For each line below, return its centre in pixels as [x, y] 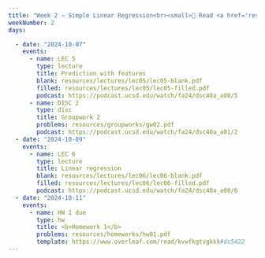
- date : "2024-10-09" [51, 139]
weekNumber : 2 [32, 23]
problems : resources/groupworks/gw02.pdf [106, 125]
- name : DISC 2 [54, 103]
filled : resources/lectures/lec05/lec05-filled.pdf [123, 88]
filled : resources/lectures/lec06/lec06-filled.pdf [123, 183]
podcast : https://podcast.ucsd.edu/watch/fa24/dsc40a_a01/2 [137, 132]
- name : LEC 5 [52, 59]
